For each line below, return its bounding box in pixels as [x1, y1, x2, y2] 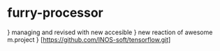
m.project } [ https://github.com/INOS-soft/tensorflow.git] [7, 35, 171, 43]
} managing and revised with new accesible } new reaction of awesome [7, 28, 213, 36]
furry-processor [7, 5, 103, 21]
